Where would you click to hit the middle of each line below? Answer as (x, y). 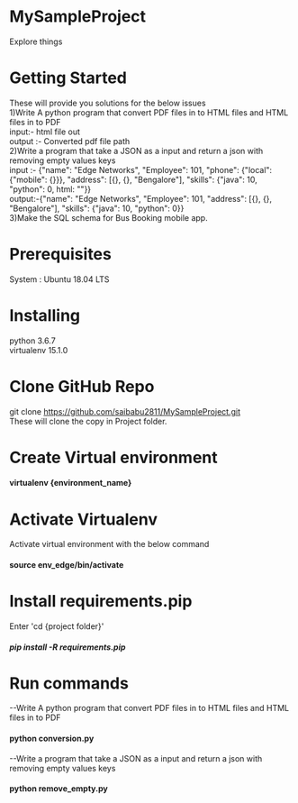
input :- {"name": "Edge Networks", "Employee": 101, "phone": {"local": (141, 169)
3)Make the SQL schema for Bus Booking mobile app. (109, 217)
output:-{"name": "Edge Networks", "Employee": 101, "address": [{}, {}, (141, 198)
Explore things (36, 41)
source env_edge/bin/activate (67, 565)
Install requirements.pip (101, 602)
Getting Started (68, 78)
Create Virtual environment (113, 457)
